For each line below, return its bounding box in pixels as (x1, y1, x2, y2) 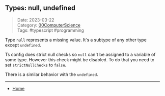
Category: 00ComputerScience (17, 22, 81, 28)
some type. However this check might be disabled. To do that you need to (5, 56, 155, 63)
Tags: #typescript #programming (17, 27, 84, 33)
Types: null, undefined (5, 4, 76, 12)
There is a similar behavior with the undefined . (5, 71, 98, 77)
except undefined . (5, 42, 41, 48)
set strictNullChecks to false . (5, 62, 67, 68)
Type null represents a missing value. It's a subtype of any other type (5, 37, 147, 43)
